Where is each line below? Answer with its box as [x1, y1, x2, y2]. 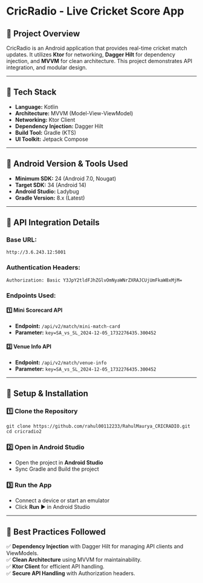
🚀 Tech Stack [6, 87, 57, 98]
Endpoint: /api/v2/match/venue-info [14, 359, 107, 366]
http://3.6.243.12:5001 [6, 249, 66, 255]
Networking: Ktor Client [14, 116, 76, 123]
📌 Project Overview [6, 29, 80, 39]
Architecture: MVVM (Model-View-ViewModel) [14, 109, 134, 116]
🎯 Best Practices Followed [6, 527, 106, 537]
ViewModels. [6, 550, 39, 557]
